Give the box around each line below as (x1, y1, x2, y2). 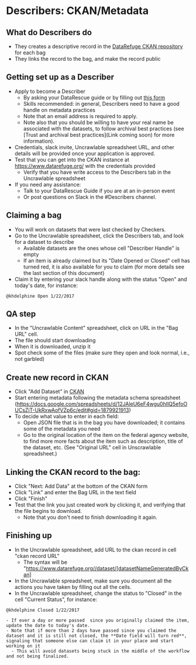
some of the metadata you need (23, 425, 101, 432)
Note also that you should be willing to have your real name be (23, 119, 174, 126)
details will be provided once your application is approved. (14, 150, 156, 157)
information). (23, 137, 54, 144)
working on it (6, 643, 41, 649)
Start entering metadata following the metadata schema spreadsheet (14, 394, 181, 401)
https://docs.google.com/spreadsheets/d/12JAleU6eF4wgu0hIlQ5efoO (16, 401, 188, 408)
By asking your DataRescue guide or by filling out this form (23, 94, 166, 101)
